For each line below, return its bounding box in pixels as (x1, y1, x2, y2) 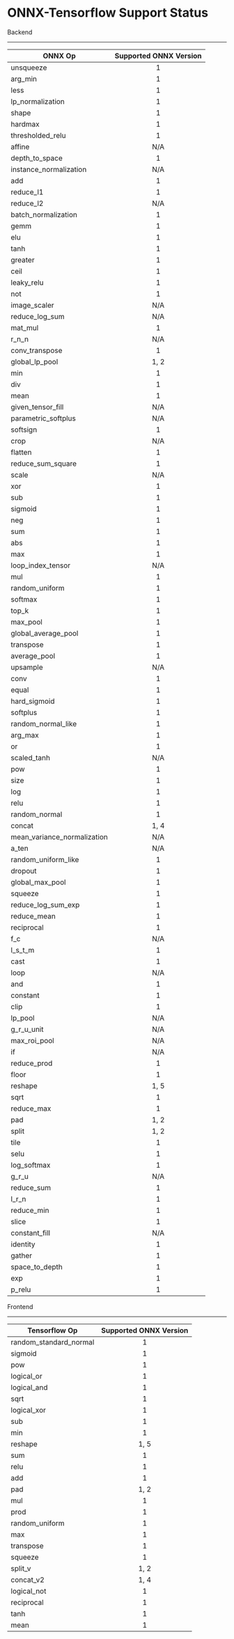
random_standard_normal (10, 1337, 95, 1347)
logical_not (10, 1586, 47, 1596)
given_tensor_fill (10, 402, 64, 411)
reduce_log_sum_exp (10, 900, 80, 909)
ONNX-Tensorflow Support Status (7, 5, 209, 21)
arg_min (10, 74, 37, 84)
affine (10, 141, 30, 151)
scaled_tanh (10, 753, 51, 762)
